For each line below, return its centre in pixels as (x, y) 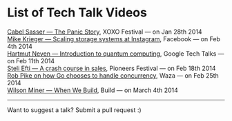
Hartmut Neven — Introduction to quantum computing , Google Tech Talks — (116, 54)
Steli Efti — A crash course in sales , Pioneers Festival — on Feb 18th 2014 (112, 68)
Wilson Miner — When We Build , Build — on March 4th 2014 (93, 90)
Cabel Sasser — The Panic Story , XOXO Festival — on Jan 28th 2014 (105, 32)
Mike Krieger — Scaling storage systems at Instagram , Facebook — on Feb (114, 38)
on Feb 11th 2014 (31, 60)
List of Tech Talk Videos (77, 13)
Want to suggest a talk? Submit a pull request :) (74, 110)
